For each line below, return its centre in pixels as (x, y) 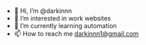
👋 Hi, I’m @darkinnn (43, 11)
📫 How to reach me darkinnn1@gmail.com (76, 34)
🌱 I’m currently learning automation (65, 26)
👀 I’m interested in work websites (62, 18)
